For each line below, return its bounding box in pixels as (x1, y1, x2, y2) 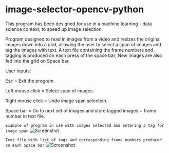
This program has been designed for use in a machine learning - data (5, 21, 153, 27)
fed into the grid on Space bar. (5, 58, 70, 64)
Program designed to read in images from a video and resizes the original (5, 36, 161, 42)
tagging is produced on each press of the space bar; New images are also (5, 52, 162, 59)
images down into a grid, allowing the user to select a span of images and (5, 41, 161, 47)
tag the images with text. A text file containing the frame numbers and (5, 47, 153, 53)
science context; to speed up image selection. (5, 26, 103, 32)
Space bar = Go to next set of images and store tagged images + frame (5, 107, 157, 113)
